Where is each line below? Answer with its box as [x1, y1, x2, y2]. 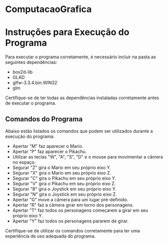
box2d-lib [12, 69, 33, 75]
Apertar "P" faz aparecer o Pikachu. [12, 148, 87, 154]
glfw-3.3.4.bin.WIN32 [12, 79, 58, 86]
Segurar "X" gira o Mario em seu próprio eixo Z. [12, 170, 111, 176]
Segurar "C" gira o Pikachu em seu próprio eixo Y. [12, 175, 116, 181]
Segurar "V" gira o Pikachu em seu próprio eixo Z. [12, 180, 116, 187]
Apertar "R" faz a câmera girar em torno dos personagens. [12, 202, 134, 208]
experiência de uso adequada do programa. [5, 233, 96, 239]
